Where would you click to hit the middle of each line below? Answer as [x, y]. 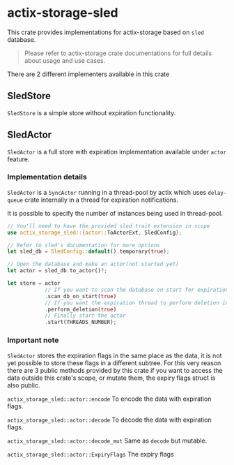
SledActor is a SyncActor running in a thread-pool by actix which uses [107, 192]
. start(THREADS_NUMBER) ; [80, 323]
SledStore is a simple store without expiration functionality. [92, 112]
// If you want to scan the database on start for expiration [136, 290]
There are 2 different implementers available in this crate [88, 74]
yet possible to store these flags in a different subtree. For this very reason [114, 363]
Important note [33, 340]
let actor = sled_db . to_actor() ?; [57, 271]
